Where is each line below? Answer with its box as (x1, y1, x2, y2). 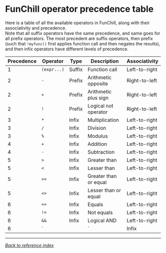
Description (90, 58, 119, 65)
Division (87, 124, 106, 131)
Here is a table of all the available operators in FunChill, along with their (5, 20, 150, 26)
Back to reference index (5, 242, 54, 248)
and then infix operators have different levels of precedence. (5, 46, 128, 52)
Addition (87, 141, 107, 147)
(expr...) (41, 67, 65, 72)
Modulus (87, 132, 108, 139)
